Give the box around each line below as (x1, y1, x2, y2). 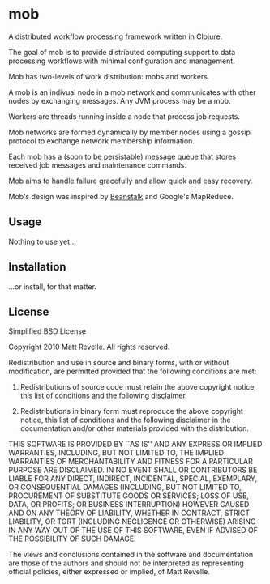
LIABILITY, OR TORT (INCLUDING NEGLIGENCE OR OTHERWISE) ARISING (8, 517, 257, 526)
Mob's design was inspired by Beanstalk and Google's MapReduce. (8, 191, 234, 201)
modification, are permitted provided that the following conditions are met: (8, 366, 257, 377)
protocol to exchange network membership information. (8, 135, 195, 146)
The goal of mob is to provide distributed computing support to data (8, 47, 236, 57)
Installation (8, 260, 66, 274)
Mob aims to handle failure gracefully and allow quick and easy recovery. (8, 176, 253, 185)
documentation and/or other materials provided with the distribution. (19, 424, 249, 433)
